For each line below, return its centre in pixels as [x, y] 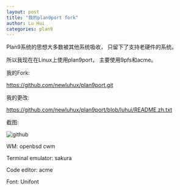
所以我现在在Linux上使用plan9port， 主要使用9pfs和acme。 [81, 60]
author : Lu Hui [26, 23]
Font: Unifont [23, 182]
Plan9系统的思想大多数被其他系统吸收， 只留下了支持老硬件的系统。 [92, 47]
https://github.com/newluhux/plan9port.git [60, 85]
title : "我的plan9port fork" [42, 18]
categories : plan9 [30, 29]
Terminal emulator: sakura [39, 158]
